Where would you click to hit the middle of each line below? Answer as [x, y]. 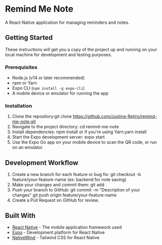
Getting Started [29, 38]
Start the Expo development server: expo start [58, 137]
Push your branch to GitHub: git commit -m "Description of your [76, 190]
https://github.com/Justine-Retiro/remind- [115, 116]
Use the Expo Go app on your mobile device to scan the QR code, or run [84, 142]
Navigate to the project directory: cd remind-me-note [65, 127]
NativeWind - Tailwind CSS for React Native [56, 237]
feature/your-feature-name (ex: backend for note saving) [69, 180]
